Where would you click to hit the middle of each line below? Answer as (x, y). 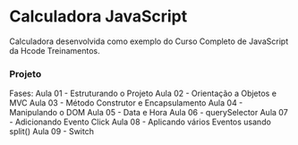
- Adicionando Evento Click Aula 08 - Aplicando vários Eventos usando (140, 122)
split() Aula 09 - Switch (51, 132)
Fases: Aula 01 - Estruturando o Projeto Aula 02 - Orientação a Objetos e (143, 94)
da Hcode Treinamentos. (55, 50)
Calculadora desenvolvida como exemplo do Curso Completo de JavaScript (149, 41)
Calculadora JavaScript (98, 17)
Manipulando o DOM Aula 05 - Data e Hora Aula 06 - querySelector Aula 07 (149, 113)
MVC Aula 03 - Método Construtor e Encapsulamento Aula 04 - (126, 103)
